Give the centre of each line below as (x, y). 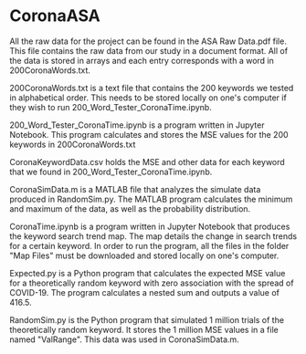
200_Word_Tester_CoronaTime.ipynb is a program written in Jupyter (137, 125)
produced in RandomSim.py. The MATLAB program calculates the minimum (151, 199)
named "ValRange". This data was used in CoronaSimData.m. (124, 339)
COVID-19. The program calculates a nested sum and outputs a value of (145, 292)
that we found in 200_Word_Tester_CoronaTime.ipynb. (111, 172)
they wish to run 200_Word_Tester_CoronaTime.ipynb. (111, 107)
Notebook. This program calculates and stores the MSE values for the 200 (149, 134)
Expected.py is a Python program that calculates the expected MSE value (148, 273)
